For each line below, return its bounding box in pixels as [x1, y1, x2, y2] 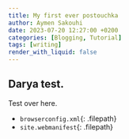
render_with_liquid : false [8, 48, 97, 56]
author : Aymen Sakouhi [8, 19, 83, 27]
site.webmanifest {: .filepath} [19, 122, 113, 131]
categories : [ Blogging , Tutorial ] [8, 33, 123, 42]
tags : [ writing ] [8, 41, 62, 49]
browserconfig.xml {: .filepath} [19, 114, 117, 123]
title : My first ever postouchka [8, 11, 119, 20]
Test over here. [8, 98, 58, 107]
